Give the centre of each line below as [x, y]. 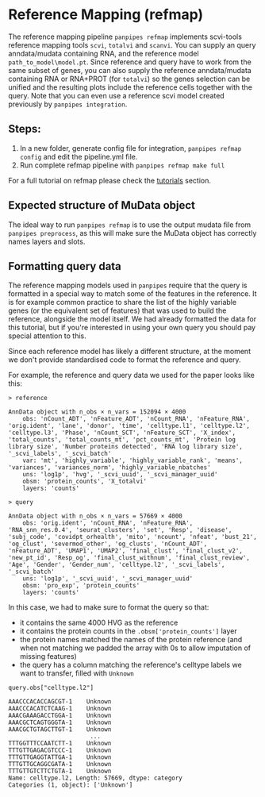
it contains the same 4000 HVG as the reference [99, 623]
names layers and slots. [47, 241]
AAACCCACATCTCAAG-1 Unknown [60, 709]
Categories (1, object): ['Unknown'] [71, 785]
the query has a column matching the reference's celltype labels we [131, 665]
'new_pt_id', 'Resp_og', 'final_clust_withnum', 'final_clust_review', [129, 558]
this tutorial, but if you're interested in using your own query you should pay [132, 328]
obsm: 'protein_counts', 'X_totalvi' [85, 482]
